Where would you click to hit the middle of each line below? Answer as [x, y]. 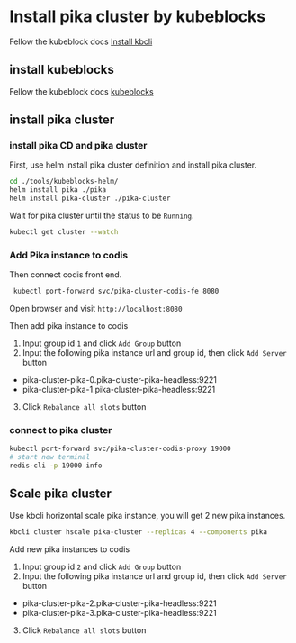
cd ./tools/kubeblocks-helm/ [64, 182]
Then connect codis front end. [66, 275]
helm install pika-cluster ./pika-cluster [90, 199]
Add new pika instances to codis [70, 549]
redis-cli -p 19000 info [56, 466]
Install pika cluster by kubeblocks [138, 17]
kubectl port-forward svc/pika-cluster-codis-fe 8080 [116, 291]
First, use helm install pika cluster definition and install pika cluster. [133, 165]
